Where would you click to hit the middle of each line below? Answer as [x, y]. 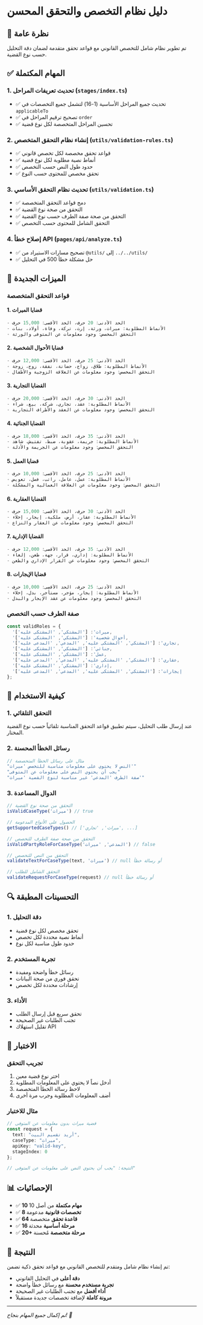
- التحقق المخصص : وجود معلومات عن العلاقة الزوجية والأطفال [81, 372]
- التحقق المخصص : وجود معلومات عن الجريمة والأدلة [70, 448]
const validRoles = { [34, 626]
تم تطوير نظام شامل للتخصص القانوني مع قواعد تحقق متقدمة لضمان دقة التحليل [97, 48]
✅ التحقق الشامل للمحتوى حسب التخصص [63, 223]
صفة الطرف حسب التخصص [43, 614]
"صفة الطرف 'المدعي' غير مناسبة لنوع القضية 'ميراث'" [76, 778]
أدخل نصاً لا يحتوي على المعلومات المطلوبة [63, 1082]
